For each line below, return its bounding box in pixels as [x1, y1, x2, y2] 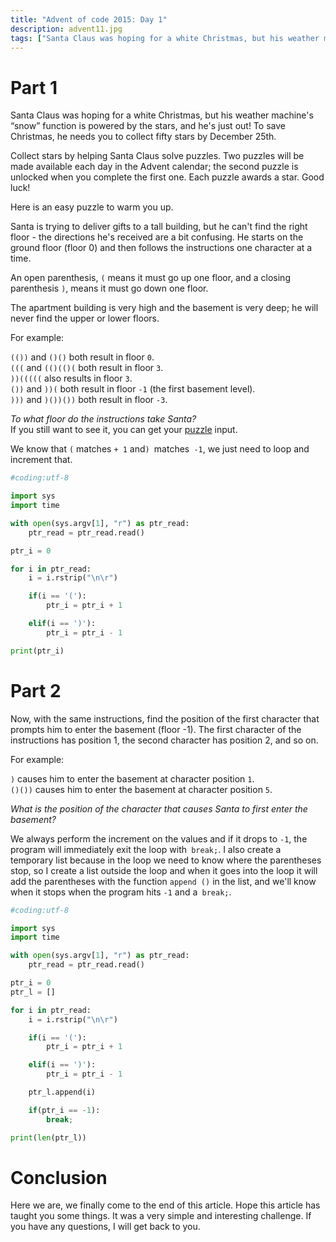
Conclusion [10, 1166, 108, 1189]
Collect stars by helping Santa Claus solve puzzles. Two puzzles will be [10, 150, 305, 162]
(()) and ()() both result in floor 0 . [10, 351, 155, 363]
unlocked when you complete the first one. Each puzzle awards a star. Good [10, 171, 325, 183]
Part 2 [10, 679, 62, 702]
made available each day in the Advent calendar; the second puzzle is [10, 161, 299, 173]
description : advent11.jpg [10, 24, 123, 34]
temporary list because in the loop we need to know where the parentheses [10, 854, 322, 866]
